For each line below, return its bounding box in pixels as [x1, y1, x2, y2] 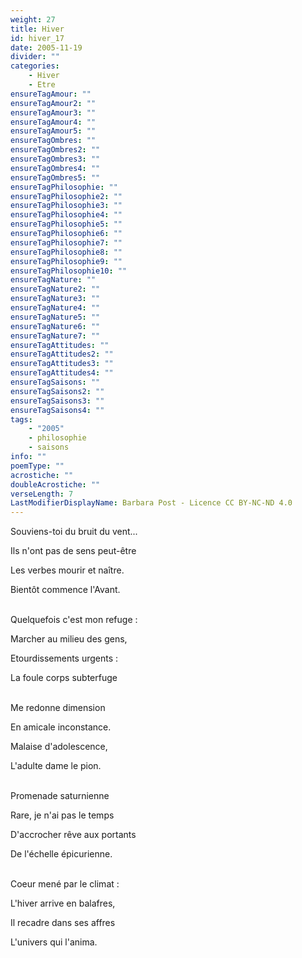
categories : [10, 61, 60, 71]
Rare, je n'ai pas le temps [10, 809, 115, 821]
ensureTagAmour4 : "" [10, 117, 97, 127]
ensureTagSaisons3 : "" [10, 396, 105, 406]
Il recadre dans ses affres [10, 917, 116, 929]
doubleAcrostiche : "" [10, 479, 101, 490]
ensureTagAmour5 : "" [10, 126, 97, 136]
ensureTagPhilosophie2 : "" [10, 191, 123, 201]
